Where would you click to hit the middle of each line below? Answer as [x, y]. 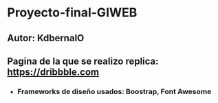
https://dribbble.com [53, 72]
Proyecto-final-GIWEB [72, 13]
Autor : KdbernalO [46, 38]
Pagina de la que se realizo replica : [83, 61]
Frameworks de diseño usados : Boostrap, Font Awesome [114, 91]
